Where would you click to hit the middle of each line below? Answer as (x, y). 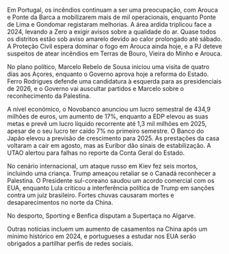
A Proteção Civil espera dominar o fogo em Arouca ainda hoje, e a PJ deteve (114, 46)
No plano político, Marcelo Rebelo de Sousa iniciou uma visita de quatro (108, 67)
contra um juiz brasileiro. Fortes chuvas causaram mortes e (91, 195)
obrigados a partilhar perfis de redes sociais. (70, 243)
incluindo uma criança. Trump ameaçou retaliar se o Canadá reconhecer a (112, 173)
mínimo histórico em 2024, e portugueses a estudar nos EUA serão (102, 236)
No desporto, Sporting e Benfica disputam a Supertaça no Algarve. (102, 216)
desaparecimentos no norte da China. (60, 202)
